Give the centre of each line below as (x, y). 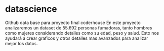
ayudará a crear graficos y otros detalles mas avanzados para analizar (77, 38)
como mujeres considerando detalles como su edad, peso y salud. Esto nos (82, 33)
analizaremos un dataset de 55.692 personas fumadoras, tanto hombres (79, 27)
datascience (31, 9)
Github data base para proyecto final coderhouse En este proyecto (73, 23)
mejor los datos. (21, 43)
